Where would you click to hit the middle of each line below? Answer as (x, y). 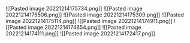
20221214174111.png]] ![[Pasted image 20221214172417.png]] (80, 34)
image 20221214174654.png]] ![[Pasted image (85, 27)
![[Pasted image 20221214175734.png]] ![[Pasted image (74, 9)
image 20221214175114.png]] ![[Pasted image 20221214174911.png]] (89, 21)
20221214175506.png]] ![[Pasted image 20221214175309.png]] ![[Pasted (95, 15)
